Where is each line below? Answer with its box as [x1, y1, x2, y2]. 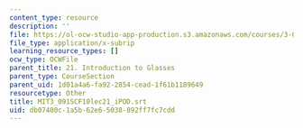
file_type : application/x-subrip [9, 38, 135, 48]
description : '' [9, 22, 70, 31]
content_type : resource [9, 13, 99, 23]
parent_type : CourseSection [9, 72, 115, 81]
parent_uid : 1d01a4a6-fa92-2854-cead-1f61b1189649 [9, 80, 204, 89]
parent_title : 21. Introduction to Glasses [9, 64, 176, 73]
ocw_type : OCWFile [9, 55, 78, 64]
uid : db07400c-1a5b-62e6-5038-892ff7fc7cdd [9, 105, 176, 114]
